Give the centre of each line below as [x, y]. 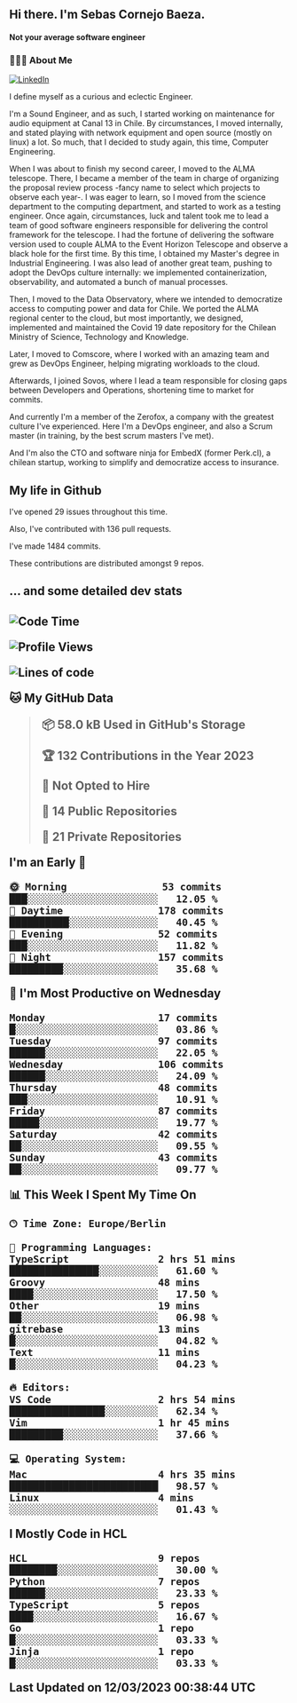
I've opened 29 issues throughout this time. [89, 512]
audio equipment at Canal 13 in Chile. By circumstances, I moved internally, [146, 123]
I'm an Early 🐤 [48, 862]
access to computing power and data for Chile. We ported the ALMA [134, 309]
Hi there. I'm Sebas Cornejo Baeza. [107, 15]
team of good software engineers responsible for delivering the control [139, 226]
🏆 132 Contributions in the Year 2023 [148, 755]
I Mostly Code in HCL [68, 1534]
